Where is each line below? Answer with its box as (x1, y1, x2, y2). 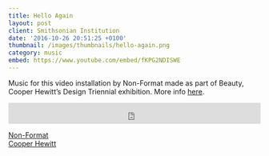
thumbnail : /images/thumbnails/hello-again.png (8, 42, 171, 50)
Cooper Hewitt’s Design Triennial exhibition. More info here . (8, 86, 205, 96)
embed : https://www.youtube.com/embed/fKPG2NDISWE (8, 57, 181, 65)
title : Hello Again (8, 11, 74, 20)
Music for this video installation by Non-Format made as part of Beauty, (8, 78, 244, 88)
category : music (8, 49, 62, 57)
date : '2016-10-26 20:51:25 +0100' (8, 34, 127, 42)
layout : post (8, 19, 52, 27)
